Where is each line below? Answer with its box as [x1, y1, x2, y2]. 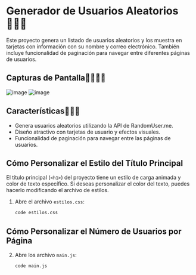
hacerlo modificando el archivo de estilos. [6, 187, 109, 194]
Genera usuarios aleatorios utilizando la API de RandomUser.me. [14, 122, 174, 129]
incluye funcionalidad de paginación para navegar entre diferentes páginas [6, 49, 191, 56]
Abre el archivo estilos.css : [14, 198, 85, 205]
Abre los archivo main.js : [14, 252, 77, 259]
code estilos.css [14, 210, 58, 216]
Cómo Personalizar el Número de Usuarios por [6, 226, 182, 236]
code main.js [14, 263, 48, 269]
